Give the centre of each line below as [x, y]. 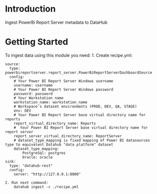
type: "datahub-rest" [31, 165]
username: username [33, 85]
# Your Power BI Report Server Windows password [64, 90]
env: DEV [22, 111]
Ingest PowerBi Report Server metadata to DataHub [56, 22]
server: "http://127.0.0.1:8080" [47, 174]
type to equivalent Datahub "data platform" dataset [59, 144]
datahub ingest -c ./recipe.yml [46, 187]
